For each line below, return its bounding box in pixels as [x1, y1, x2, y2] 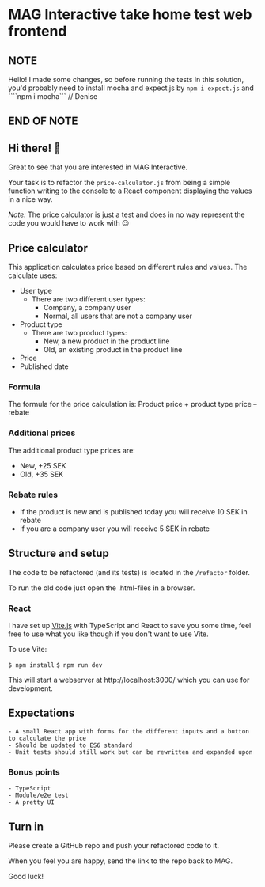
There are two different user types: [31, 294, 146, 304]
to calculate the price [8, 734, 87, 742]
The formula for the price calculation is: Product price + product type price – [8, 400, 257, 409]
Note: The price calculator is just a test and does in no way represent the [8, 210, 245, 219]
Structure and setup [8, 547, 109, 560]
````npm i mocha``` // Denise [8, 92, 98, 100]
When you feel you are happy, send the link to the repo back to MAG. [8, 856, 233, 866]
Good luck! [8, 871, 44, 881]
